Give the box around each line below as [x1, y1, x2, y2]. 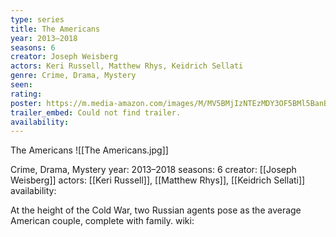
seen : [10, 80, 33, 90]
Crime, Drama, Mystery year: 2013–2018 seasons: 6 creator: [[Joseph [10, 164, 297, 176]
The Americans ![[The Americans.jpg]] [10, 144, 169, 156]
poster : [10, 98, 43, 108]
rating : [10, 89, 43, 99]
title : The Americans [10, 24, 101, 34]
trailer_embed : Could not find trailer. [10, 107, 182, 118]
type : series [10, 14, 65, 25]
